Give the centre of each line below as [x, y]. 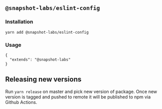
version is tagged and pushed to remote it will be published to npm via [78, 97]
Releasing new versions [43, 80]
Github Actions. [21, 102]
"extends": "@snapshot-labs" [40, 60]
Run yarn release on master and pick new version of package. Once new [81, 91]
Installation [19, 22]
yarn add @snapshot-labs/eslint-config [47, 32]
